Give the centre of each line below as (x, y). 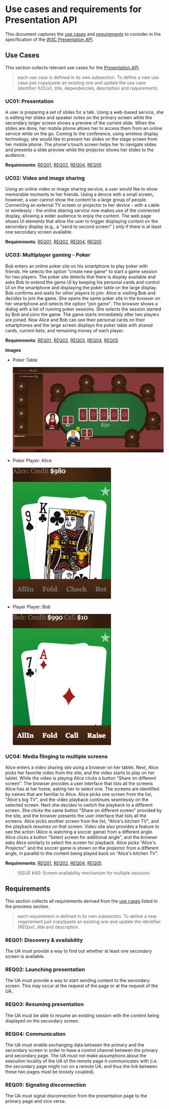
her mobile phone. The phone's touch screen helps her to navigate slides (81, 145)
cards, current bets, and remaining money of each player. (65, 330)
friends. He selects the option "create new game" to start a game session (81, 271)
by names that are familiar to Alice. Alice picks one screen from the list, (79, 794)
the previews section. (27, 906)
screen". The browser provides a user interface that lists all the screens (79, 784)
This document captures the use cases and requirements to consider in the (83, 34)
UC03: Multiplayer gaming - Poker (48, 255)
